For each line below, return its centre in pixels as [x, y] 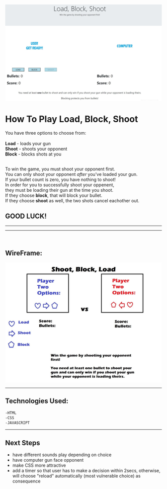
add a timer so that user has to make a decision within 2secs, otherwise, [86, 471]
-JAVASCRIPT [17, 423]
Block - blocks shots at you [33, 154]
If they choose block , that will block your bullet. [54, 195]
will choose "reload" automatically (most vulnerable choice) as [76, 476]
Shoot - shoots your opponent [36, 149]
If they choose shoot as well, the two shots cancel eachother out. [72, 201]
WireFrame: [24, 253]
